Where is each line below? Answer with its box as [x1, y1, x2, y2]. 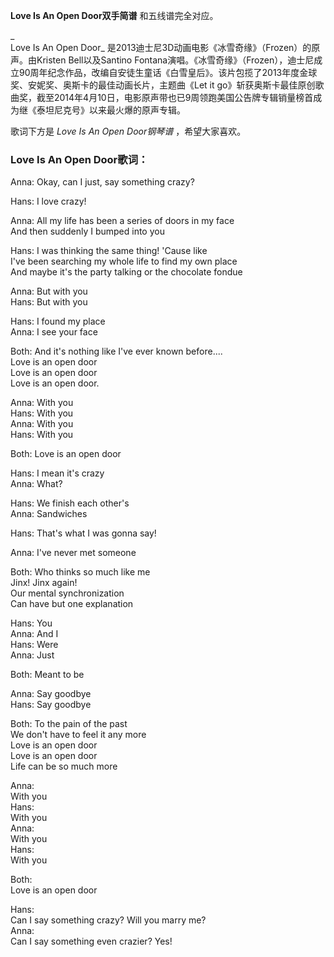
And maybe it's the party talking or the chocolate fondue [10, 266, 243, 278]
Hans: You [10, 617, 53, 629]
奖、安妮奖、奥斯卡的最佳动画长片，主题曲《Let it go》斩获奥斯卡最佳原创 [10, 79, 316, 91]
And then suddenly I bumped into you [10, 225, 165, 238]
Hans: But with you [10, 296, 88, 308]
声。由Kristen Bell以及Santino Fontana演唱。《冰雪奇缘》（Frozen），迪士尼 [10, 54, 315, 66]
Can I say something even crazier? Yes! [10, 935, 173, 948]
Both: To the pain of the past [10, 718, 128, 730]
